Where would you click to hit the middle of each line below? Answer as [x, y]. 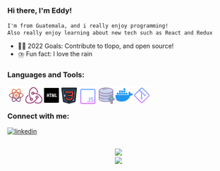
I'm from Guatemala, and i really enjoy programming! [88, 26]
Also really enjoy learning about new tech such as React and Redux [110, 33]
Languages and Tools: [46, 75]
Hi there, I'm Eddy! [40, 11]
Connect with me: [38, 116]
